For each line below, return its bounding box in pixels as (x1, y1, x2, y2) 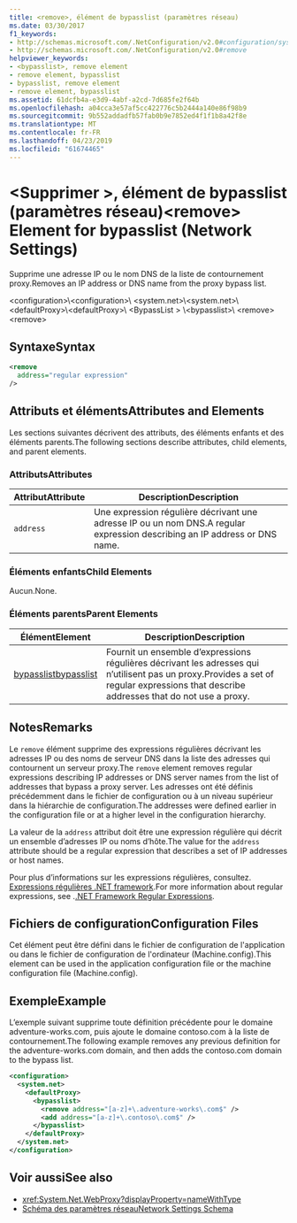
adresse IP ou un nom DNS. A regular (94, 517, 246, 529)
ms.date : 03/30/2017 (9, 21, 86, 30)
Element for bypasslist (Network (9, 220, 252, 240)
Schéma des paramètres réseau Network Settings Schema (21, 1203, 234, 1213)
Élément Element (20, 630, 91, 642)
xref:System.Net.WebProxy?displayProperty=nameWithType (21, 1194, 241, 1204)
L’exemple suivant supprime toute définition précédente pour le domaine (9, 1017, 273, 1027)
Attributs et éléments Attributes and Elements (9, 404, 265, 419)
